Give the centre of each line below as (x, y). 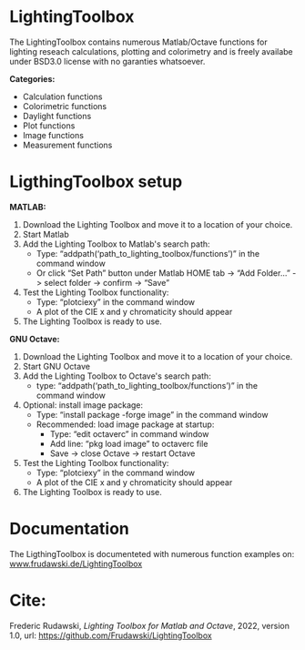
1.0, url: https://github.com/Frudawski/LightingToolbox (111, 635)
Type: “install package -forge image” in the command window (152, 414)
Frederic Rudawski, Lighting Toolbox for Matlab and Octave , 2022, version (149, 625)
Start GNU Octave (56, 366)
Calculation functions (62, 96)
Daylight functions (57, 116)
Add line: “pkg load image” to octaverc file (129, 443)
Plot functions (49, 126)
